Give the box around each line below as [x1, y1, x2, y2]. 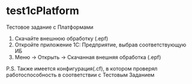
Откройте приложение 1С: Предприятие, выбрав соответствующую [14, 41, 187, 48]
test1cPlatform [6, 4, 80, 18]
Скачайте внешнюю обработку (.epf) [14, 35, 108, 42]
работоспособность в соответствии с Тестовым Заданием [6, 71, 155, 78]
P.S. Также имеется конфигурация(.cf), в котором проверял [6, 65, 158, 72]
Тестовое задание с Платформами [6, 23, 93, 31]
